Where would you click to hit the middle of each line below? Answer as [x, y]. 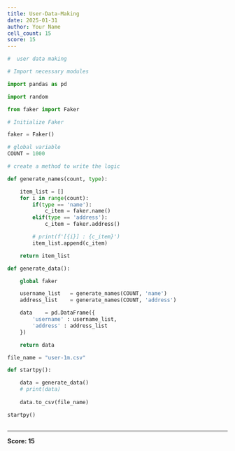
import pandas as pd [37, 84]
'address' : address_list [70, 326]
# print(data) [40, 389]
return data [37, 345]
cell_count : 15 [29, 33]
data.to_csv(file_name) [55, 402]
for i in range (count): [55, 198]
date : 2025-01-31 [33, 20]
